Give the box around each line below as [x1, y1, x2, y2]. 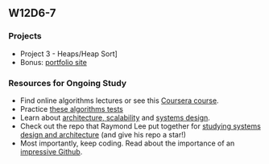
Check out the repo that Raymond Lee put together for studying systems [19, 121, 262, 131]
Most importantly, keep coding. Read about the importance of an [19, 138, 235, 148]
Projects [8, 31, 42, 42]
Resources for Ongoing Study [8, 77, 127, 88]
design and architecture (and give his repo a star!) [19, 129, 187, 139]
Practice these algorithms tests [19, 104, 123, 113]
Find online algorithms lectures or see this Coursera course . [19, 96, 219, 105]
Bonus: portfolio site [19, 57, 87, 67]
